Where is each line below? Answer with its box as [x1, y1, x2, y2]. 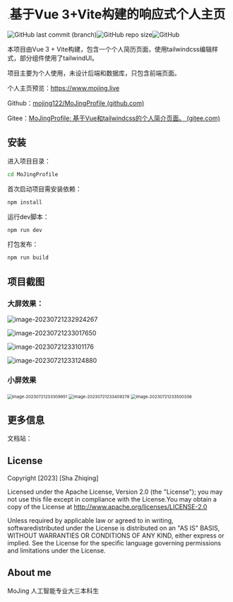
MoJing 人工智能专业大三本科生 [7, 586, 100, 595]
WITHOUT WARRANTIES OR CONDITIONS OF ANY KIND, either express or [7, 531, 225, 540]
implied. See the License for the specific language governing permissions [7, 538, 221, 547]
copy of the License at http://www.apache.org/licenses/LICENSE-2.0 [7, 502, 208, 511]
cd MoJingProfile [7, 170, 59, 178]
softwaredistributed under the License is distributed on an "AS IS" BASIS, [7, 523, 220, 532]
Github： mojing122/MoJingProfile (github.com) [7, 98, 145, 107]
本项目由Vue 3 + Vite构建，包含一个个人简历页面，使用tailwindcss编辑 [7, 45, 213, 53]
